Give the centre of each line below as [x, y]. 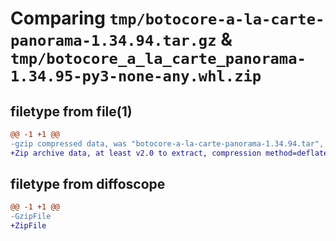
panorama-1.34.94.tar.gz [113, 41]
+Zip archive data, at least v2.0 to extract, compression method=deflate [169, 153]
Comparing [58, 18]
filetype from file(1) [71, 111]
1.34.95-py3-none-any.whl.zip [136, 76]
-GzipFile [31, 217]
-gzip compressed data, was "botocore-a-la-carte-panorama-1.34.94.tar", [167, 143]
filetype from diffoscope [88, 184]
